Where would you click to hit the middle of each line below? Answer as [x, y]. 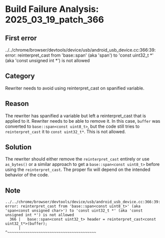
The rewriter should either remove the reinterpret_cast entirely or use [77, 159]
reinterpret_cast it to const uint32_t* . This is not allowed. [66, 131]
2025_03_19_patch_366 [55, 20]
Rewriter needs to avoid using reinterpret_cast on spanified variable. [75, 88]
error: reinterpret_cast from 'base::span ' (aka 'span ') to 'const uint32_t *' [79, 55]
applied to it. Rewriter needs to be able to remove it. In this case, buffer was [83, 121]
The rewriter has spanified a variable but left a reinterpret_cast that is [76, 116]
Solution [18, 147]
